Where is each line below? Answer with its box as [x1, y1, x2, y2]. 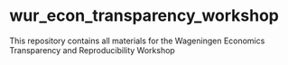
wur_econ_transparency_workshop [9, 5, 280, 26]
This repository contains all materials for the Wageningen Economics [9, 35, 265, 46]
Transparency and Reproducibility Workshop [9, 44, 176, 55]
